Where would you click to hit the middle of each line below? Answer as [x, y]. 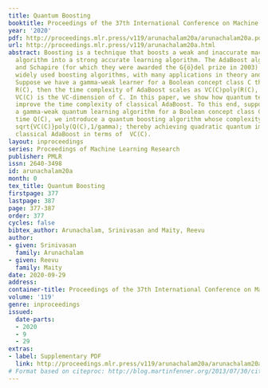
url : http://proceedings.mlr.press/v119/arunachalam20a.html [112, 45]
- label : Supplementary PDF [55, 357]
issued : [21, 312]
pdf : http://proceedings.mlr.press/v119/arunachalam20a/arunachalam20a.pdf [137, 38]
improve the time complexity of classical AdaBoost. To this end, [128, 104]
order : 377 [26, 216]
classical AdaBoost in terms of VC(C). [83, 134]
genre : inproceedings [44, 304]
